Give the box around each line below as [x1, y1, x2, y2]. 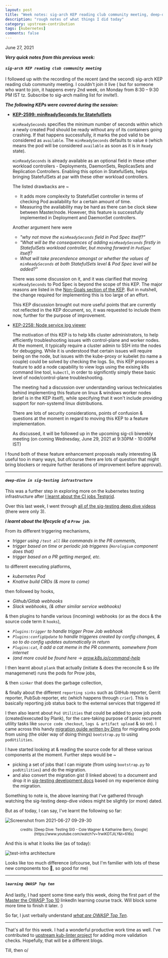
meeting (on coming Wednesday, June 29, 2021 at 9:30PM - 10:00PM [12, 436, 156, 442]
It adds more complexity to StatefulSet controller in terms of [19, 193, 143, 199]
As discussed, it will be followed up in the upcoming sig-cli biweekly [12, 430, 153, 437]
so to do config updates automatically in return [12, 639, 110, 645]
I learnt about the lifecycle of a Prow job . [5, 518, 91, 525]
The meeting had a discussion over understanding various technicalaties [12, 384, 162, 390]
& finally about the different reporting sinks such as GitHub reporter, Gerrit [5, 689, 161, 695]
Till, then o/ [5, 947, 28, 953]
